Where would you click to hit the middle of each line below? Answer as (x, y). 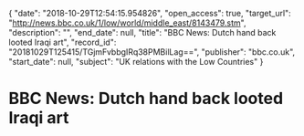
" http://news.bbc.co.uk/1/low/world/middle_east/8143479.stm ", (127, 23)
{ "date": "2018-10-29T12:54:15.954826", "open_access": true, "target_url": (150, 13)
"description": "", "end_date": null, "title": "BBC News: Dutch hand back (142, 32)
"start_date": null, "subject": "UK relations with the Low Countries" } (136, 62)
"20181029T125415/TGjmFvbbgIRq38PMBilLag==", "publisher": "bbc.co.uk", (152, 52)
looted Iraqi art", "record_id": (63, 42)
